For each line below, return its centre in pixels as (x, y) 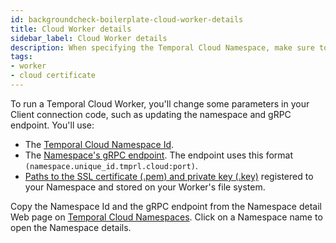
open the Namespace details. (71, 227)
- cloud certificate (53, 76)
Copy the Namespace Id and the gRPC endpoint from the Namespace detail (166, 206)
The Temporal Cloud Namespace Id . (99, 144)
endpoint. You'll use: (52, 125)
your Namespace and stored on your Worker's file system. (145, 187)
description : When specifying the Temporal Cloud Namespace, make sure (162, 47)
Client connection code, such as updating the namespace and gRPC (151, 114)
